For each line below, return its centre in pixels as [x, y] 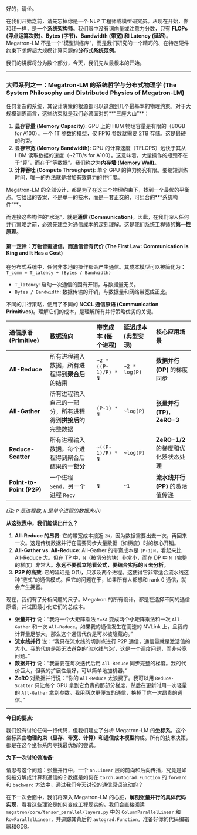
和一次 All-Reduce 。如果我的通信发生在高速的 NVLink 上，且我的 [110, 626]
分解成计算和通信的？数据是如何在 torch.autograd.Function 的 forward [101, 777]
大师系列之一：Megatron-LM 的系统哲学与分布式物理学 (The [91, 85]
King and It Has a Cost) [35, 253]
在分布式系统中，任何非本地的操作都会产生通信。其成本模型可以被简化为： [96, 266]
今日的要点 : [20, 718]
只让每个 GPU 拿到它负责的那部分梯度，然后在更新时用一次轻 [108, 685]
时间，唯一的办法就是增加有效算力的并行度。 [69, 177]
